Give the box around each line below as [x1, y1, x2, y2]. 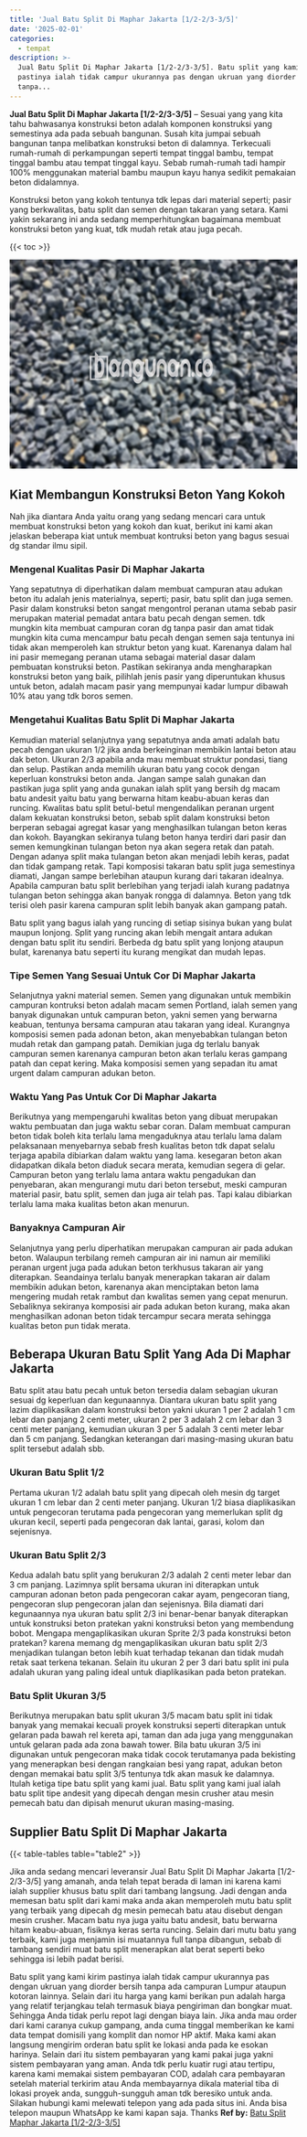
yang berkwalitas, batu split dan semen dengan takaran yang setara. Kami [9, 204, 289, 215]
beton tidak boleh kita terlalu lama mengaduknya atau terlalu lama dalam [9, 1130, 282, 1142]
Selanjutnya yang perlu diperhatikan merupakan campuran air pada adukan [9, 1242, 293, 1253]
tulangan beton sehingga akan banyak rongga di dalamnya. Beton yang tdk [9, 890, 291, 901]
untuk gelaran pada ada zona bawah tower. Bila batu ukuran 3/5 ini [9, 1739, 261, 1750]
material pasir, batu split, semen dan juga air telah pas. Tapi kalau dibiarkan [9, 1189, 292, 1200]
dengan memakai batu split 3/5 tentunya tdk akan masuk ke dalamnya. [9, 1768, 275, 1779]
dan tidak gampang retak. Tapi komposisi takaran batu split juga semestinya [9, 860, 295, 871]
